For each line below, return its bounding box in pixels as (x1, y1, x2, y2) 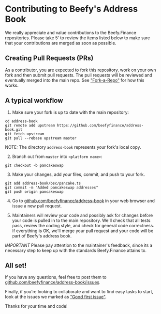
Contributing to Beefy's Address (5, 3, 138, 15)
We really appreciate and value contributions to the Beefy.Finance (5, 30, 136, 35)
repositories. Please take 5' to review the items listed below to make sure (5, 35, 150, 41)
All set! (5, 261, 27, 269)
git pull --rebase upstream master (5, 136, 77, 141)
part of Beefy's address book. (12, 233, 72, 238)
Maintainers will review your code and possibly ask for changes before (12, 212, 153, 218)
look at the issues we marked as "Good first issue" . (5, 294, 107, 300)
